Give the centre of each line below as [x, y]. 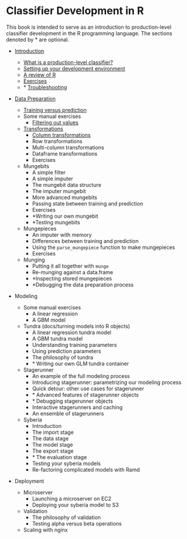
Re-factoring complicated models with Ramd [86, 469]
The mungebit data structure [67, 185]
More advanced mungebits [65, 197]
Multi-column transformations [68, 147]
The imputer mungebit [59, 191]
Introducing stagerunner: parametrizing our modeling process [107, 382]
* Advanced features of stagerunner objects [85, 395]
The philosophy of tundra [63, 357]
